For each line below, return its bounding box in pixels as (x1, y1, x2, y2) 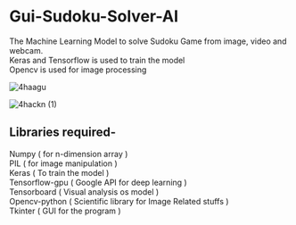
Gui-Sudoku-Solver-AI (9, 6, 179, 27)
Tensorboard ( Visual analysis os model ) (9, 186, 160, 197)
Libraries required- (9, 125, 116, 140)
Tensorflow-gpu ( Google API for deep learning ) (9, 177, 187, 187)
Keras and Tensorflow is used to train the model (9, 54, 185, 65)
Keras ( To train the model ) (9, 167, 110, 178)
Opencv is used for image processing (9, 64, 147, 75)
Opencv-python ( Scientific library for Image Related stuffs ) (9, 196, 229, 206)
